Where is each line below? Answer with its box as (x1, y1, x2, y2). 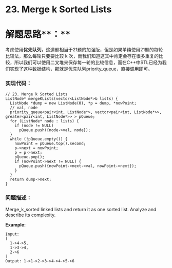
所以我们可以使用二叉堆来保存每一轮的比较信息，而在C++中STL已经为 (14, 59, 163, 66)
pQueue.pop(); (14, 155, 45, 160)
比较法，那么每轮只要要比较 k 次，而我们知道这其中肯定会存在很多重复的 (5, 53, 159, 59)
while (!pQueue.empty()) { (10, 137, 68, 142)
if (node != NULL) (14, 123, 54, 129)
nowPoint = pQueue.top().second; (14, 141, 86, 147)
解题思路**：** (5, 29, 71, 40)
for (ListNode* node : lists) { (10, 119, 80, 124)
